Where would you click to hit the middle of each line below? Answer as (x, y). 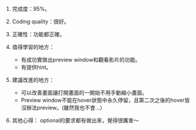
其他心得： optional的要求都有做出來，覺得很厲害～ (75, 120)
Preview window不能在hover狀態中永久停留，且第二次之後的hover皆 (106, 100)
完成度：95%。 (31, 9)
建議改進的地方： (33, 80)
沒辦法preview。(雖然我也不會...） (63, 108)
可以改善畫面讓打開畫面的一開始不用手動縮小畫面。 (84, 93)
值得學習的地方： (33, 47)
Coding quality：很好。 (41, 22)
